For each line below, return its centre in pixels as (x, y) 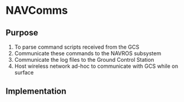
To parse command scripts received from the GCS (77, 47)
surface (24, 72)
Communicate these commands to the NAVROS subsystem (87, 53)
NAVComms (37, 10)
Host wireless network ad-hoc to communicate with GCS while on (96, 66)
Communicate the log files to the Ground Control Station (84, 60)
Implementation (36, 91)
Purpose (22, 33)
